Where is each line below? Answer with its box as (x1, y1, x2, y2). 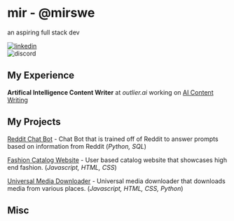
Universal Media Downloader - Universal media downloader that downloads (7, 177, 226, 185)
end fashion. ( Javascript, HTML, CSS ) (7, 163, 117, 171)
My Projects (7, 116, 61, 128)
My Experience (7, 69, 75, 81)
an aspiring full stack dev (7, 28, 80, 36)
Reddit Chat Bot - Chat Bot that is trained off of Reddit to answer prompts (7, 135, 219, 143)
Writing (7, 95, 28, 104)
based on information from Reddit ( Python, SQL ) (7, 142, 147, 150)
